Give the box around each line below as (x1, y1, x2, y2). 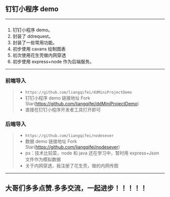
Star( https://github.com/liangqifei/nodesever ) (25, 144, 120, 150)
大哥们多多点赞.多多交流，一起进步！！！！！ (5, 184, 148, 192)
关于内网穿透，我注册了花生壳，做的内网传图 (25, 163, 119, 169)
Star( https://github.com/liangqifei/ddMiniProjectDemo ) (25, 101, 139, 107)
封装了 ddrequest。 (12, 33, 54, 39)
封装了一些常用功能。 (12, 40, 57, 46)
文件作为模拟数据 (25, 156, 61, 163)
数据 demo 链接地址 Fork (25, 138, 77, 144)
